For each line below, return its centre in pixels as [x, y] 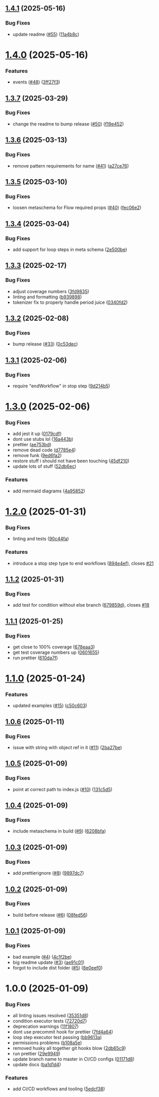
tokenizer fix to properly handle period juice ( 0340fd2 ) [70, 302]
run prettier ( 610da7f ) [35, 657]
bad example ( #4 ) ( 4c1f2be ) [42, 957]
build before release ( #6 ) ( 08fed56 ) [50, 915]
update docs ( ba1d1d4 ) [37, 1065]
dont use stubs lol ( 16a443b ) [43, 439]
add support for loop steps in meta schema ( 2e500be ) [70, 249]
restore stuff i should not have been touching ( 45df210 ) [71, 461]
